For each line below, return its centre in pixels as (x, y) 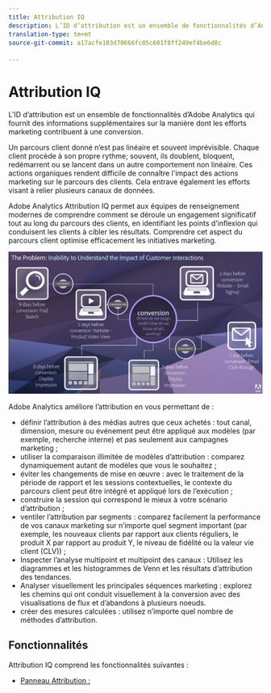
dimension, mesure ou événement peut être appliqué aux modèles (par (138, 431)
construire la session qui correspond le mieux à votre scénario (123, 500)
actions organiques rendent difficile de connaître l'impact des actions (123, 173)
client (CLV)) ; (43, 551)
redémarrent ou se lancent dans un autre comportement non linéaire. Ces (130, 165)
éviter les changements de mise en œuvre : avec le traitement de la (132, 474)
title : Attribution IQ (46, 17)
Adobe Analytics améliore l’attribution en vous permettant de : (111, 407)
